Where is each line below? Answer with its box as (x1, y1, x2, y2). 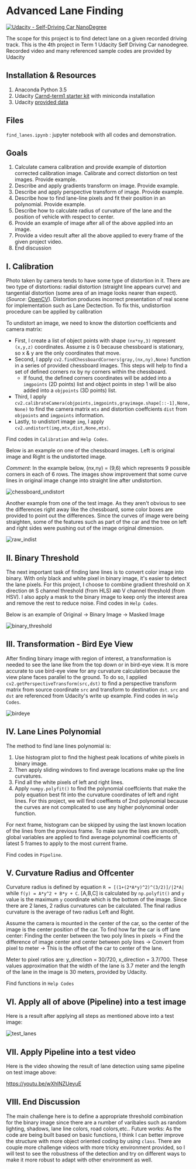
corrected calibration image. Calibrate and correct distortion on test (14, 170, 178, 177)
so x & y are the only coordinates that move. (14, 350, 121, 357)
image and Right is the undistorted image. (6, 453, 106, 461)
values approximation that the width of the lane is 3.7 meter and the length (6, 962, 185, 969)
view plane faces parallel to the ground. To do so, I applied (6, 673, 147, 680)
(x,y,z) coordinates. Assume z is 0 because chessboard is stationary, (14, 343, 184, 350)
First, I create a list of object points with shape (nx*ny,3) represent (14, 337, 176, 344)
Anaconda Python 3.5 (14, 86, 67, 93)
